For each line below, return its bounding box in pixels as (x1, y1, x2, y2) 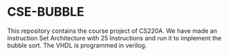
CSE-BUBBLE (7, 4, 85, 20)
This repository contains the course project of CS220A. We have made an (7, 27, 218, 35)
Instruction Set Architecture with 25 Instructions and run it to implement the (7, 33, 222, 42)
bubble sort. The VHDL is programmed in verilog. (7, 41, 147, 49)
